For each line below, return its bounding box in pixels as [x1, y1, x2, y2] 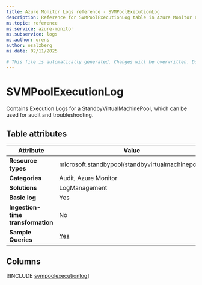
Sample [9, 228, 32, 237]
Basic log [9, 193, 37, 202]
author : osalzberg [6, 43, 52, 49]
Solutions [9, 184, 37, 192]
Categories [9, 174, 42, 183]
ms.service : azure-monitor [6, 25, 74, 32]
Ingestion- [9, 203, 41, 211]
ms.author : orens [6, 37, 50, 43]
